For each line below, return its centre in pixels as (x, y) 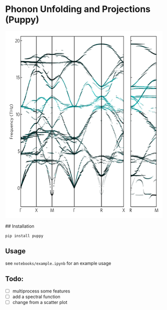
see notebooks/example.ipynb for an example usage (58, 263)
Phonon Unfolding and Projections (78, 9)
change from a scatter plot (40, 302)
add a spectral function (36, 297)
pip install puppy (24, 236)
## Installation (20, 226)
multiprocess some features (41, 291)
